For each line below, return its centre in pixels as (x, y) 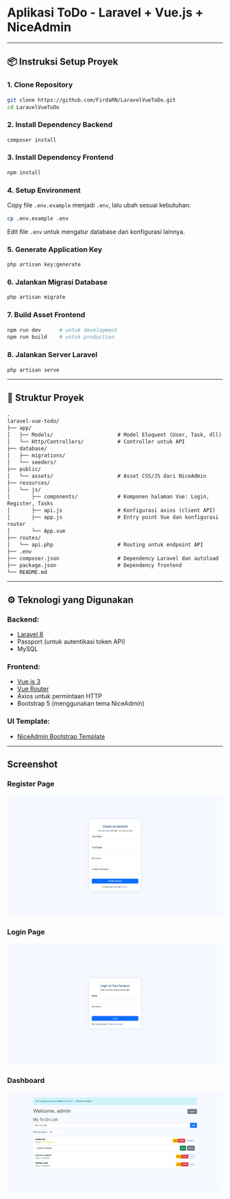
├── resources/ (29, 483)
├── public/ (24, 469)
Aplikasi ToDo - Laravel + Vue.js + (105, 13)
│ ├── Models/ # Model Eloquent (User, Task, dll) (115, 435)
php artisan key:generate (44, 265)
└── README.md (27, 572)
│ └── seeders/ (32, 463)
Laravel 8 (30, 634)
